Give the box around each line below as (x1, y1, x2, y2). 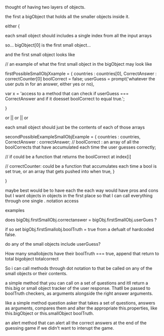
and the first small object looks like (5, 52, 75, 57)
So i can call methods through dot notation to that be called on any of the (5, 265, 153, 271)
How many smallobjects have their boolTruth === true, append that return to (5, 251, 159, 257)
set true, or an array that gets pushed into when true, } (5, 169, 115, 174)
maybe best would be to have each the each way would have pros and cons (5, 187, 159, 193)
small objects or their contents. (5, 271, 68, 276)
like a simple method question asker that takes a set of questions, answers (5, 300, 156, 306)
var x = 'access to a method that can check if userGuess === (5, 91, 129, 96)
